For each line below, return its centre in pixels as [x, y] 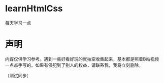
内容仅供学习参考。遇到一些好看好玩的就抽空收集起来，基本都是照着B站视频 [82, 59]
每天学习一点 [18, 23]
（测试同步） [18, 75]
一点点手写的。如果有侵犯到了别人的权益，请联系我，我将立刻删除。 [74, 65]
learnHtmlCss [34, 9]
